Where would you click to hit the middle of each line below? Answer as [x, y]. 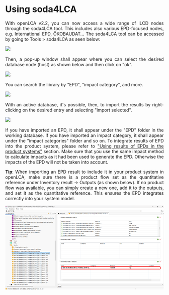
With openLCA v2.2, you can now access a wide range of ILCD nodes [84, 23]
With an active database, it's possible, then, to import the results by [78, 104]
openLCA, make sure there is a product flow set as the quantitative [84, 177]
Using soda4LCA [41, 9]
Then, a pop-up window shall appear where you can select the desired [84, 59]
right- [158, 104]
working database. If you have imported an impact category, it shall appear [84, 135]
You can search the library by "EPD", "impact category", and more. [74, 84]
